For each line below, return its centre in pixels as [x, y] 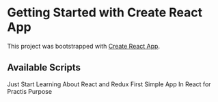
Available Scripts [44, 67]
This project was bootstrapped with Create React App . [84, 46]
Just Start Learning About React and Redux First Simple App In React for [109, 84]
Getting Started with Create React [105, 13]
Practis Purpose [30, 91]
